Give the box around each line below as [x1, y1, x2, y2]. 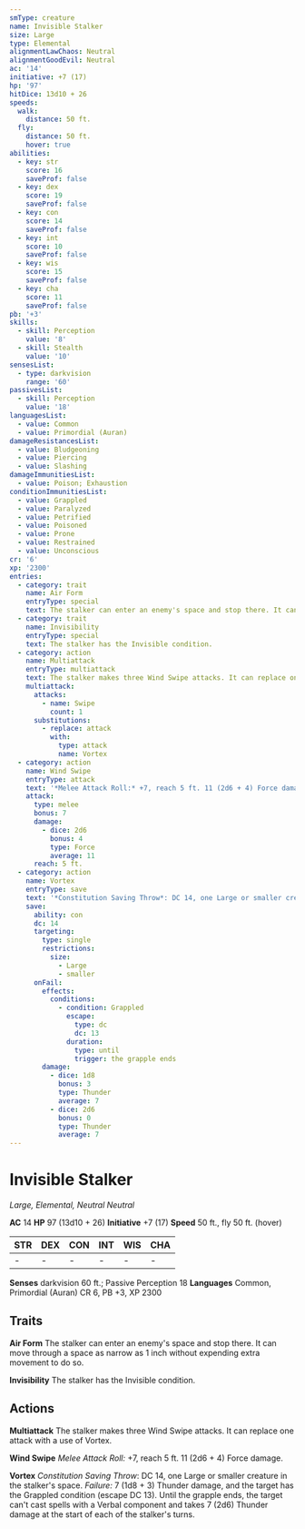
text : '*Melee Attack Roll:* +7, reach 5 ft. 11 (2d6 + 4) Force [25, 784, 279, 793]
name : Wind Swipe [25, 766, 92, 775]
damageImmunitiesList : [9, 471, 95, 480]
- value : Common [17, 420, 79, 429]
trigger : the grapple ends [74, 1054, 177, 1063]
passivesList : [9, 386, 64, 395]
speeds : [9, 97, 39, 107]
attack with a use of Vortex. [9, 1434, 113, 1445]
